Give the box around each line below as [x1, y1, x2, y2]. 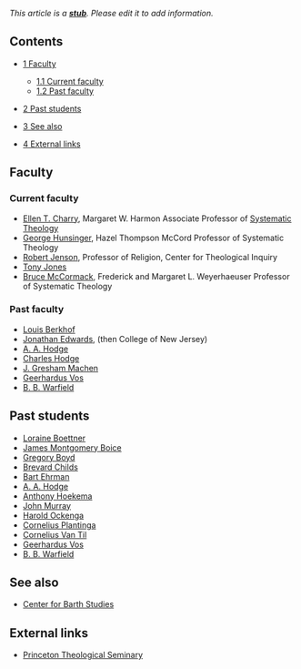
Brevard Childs [22, 461, 79, 472]
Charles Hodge [22, 352, 80, 363]
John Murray [22, 500, 71, 511]
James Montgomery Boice [22, 441, 122, 453]
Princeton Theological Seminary [22, 650, 144, 661]
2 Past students [22, 103, 82, 114]
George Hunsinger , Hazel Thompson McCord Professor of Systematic [22, 232, 285, 243]
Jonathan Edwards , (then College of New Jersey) [22, 333, 208, 344]
